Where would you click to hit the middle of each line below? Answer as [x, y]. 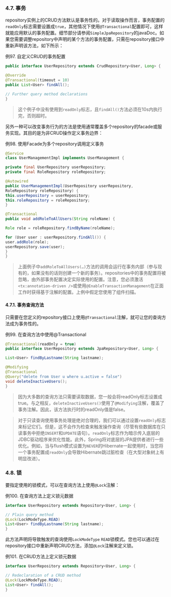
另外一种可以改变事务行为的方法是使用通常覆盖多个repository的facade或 [81, 127]
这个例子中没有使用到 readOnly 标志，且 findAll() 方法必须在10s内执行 [90, 109]
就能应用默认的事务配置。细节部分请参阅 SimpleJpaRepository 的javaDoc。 [82, 33]
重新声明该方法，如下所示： [34, 46]
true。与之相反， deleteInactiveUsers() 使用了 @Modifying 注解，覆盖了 [91, 403]
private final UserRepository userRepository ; [56, 167]
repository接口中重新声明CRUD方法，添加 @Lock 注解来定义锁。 [71, 546]
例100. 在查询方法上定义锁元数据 [39, 495]
